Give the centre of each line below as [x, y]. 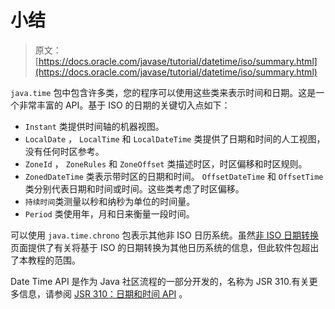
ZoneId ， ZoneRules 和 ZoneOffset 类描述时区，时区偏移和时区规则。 [166, 163]
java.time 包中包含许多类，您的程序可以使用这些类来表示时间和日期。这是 [163, 92]
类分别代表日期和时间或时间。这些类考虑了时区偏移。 [134, 188]
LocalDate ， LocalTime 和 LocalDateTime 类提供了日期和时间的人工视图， [175, 138]
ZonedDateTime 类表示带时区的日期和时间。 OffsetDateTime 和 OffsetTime [174, 176]
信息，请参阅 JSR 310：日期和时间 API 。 [103, 293]
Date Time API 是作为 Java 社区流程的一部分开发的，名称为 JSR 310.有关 [160, 281]
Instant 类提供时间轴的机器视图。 [94, 126]
